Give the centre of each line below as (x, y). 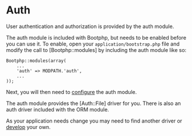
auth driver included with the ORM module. (57, 109)
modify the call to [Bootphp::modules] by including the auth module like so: (96, 50)
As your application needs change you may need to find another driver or (94, 121)
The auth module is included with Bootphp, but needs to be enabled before (96, 37)
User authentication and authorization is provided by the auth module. (90, 26)
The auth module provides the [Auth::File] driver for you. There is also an (93, 103)
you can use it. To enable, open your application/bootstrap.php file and (93, 44)
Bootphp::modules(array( (36, 61)
